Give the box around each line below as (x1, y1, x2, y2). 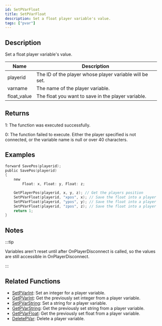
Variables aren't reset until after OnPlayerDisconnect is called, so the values (5, 248, 156, 254)
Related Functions (5, 277, 61, 285)
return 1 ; (13, 208, 34, 213)
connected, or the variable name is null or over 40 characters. (5, 137, 128, 142)
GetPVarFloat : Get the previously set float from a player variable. (12, 310, 141, 316)
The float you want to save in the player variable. (36, 93, 147, 100)
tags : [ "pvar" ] (5, 20, 36, 26)
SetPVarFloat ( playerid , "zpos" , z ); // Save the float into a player (13, 204, 157, 209)
